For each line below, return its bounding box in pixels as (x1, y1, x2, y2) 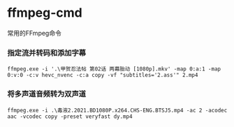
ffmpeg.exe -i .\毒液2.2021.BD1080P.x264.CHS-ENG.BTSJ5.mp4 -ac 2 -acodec (7, 107, 228, 114)
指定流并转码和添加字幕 (7, 47, 86, 57)
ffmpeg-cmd (7, 5, 82, 21)
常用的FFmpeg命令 (7, 29, 61, 37)
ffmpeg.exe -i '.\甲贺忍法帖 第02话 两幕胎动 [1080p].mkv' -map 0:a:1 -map (7, 66, 221, 73)
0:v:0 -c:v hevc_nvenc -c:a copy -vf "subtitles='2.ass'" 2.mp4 (7, 72, 198, 79)
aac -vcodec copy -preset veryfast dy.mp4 (7, 113, 133, 120)
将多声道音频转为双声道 (7, 89, 86, 99)
